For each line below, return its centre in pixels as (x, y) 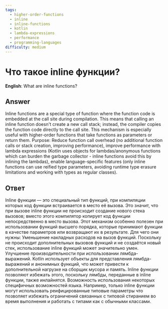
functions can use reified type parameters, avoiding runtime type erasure (81, 167)
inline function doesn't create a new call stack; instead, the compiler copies (83, 124)
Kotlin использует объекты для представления (82, 259)
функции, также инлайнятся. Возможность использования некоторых (80, 280)
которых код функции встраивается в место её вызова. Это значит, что (82, 206)
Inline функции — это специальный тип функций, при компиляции (75, 200)
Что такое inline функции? (63, 72)
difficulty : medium (26, 47)
